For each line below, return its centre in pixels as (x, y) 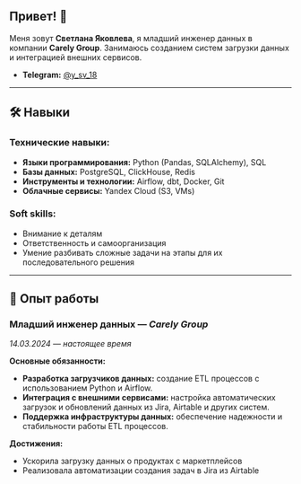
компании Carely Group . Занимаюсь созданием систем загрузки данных (149, 48)
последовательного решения (78, 262)
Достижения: (36, 444)
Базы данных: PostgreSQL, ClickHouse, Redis (108, 172)
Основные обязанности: (57, 361)
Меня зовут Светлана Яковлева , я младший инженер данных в (131, 38)
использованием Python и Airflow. (87, 388)
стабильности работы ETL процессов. (95, 427)
